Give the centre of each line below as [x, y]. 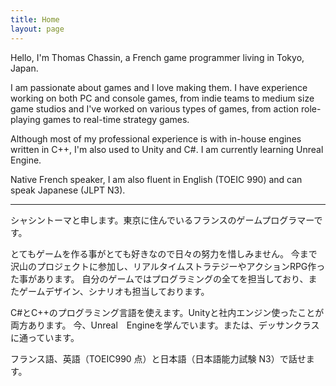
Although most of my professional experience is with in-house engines [156, 138]
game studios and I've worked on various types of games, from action [155, 108]
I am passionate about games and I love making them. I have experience [159, 87]
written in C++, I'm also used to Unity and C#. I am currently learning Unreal [167, 149]
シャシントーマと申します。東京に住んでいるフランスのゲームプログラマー [162, 220]
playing [25, 119]
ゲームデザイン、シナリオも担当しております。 [114, 291]
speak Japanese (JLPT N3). [68, 190]
